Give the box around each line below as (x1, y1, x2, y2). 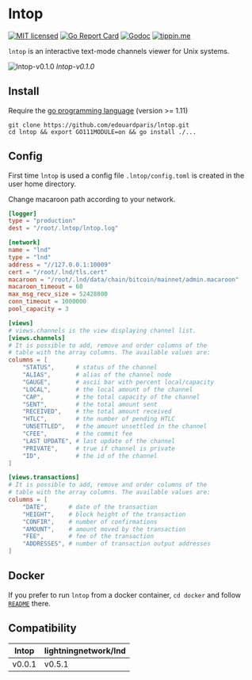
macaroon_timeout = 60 (8, 283, 83, 291)
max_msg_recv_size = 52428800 (8, 290, 109, 298)
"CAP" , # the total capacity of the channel (22, 393, 200, 401)
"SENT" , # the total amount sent (22, 400, 158, 408)
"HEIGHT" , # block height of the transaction (22, 510, 186, 518)
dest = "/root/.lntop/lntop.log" (8, 224, 119, 232)
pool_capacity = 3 (8, 305, 69, 313)
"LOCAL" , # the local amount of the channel (22, 385, 193, 393)
